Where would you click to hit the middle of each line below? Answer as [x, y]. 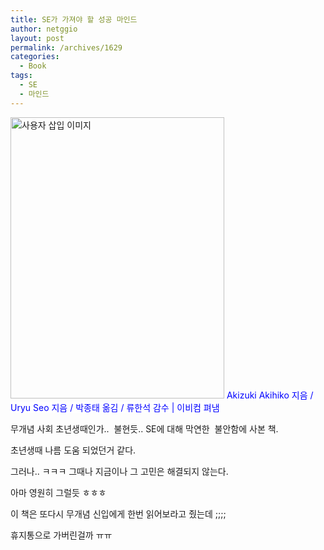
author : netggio [44, 29]
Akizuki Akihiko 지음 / [270, 395]
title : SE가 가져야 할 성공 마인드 [74, 19]
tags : [21, 76]
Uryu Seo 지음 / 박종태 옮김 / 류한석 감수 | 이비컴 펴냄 [115, 407]
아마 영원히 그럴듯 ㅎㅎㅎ [58, 492]
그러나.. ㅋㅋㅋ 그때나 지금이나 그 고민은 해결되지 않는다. [119, 471]
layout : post [37, 38]
